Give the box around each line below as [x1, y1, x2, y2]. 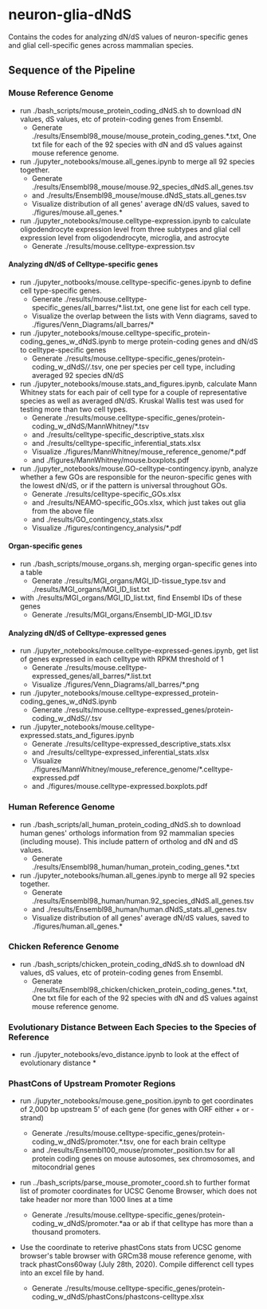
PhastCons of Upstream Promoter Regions [8, 1078, 176, 1090]
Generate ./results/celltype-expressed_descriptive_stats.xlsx [31, 739, 231, 749]
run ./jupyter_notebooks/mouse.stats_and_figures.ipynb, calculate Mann [19, 379, 257, 388]
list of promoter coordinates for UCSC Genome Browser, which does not [19, 1186, 257, 1196]
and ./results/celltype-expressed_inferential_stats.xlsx [31, 747, 210, 757]
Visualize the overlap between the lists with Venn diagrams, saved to [31, 311, 257, 321]
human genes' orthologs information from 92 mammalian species [19, 828, 235, 838]
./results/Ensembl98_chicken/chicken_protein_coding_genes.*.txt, [31, 984, 249, 994]
